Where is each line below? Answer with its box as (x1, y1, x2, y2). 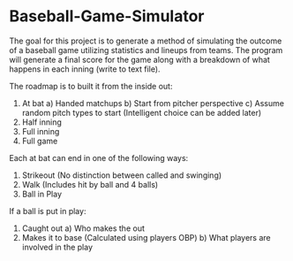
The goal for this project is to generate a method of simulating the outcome (9, 35, 282, 46)
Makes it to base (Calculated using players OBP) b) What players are (21, 232, 271, 242)
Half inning (21, 117, 62, 127)
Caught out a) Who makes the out (21, 223, 146, 234)
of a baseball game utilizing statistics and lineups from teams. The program (9, 44, 283, 55)
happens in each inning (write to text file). (9, 64, 161, 74)
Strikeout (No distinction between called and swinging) (21, 170, 222, 180)
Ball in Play (21, 188, 62, 199)
